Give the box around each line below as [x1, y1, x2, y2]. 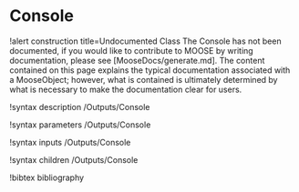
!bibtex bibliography [9, 172, 85, 183]
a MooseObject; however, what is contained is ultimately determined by [9, 74, 278, 85]
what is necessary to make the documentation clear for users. [9, 84, 242, 95]
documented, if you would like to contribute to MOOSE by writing [9, 45, 253, 56]
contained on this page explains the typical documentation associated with [9, 65, 291, 76]
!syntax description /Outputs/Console [9, 101, 150, 112]
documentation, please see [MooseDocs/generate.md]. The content [9, 55, 265, 66]
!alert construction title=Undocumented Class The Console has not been [9, 35, 282, 46]
